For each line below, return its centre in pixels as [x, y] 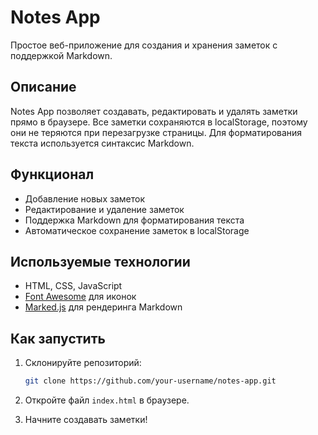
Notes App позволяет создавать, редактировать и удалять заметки [154, 111]
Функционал [52, 174]
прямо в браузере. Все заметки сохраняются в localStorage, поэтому [159, 122]
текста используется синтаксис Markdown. [102, 143]
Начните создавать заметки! [86, 420]
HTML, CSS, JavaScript [73, 286]
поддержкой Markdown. [61, 55]
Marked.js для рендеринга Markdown [103, 307]
